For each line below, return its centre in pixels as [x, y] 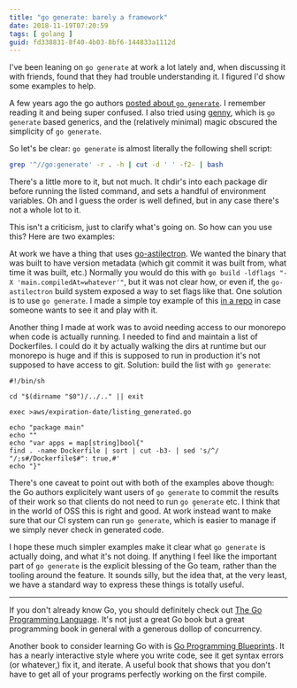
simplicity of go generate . [55, 131]
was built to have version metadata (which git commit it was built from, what [148, 263]
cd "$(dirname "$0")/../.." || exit [76, 397]
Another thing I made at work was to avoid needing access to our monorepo [148, 328]
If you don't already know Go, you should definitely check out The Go [136, 610]
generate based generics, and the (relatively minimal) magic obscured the [143, 122]
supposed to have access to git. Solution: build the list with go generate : [140, 365]
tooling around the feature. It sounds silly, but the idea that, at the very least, [148, 576]
